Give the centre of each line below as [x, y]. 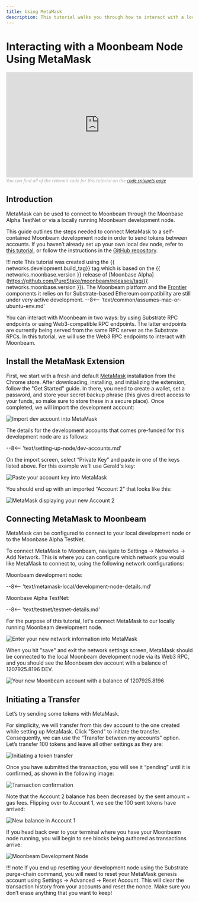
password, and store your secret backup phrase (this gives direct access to [98, 395]
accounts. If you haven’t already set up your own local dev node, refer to [95, 244]
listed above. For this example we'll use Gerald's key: [71, 466]
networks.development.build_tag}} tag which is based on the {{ [84, 268]
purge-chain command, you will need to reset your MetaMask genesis [92, 874]
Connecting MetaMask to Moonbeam [76, 519]
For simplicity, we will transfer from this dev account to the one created [93, 725]
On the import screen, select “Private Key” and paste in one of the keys [93, 459]
